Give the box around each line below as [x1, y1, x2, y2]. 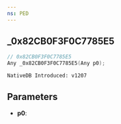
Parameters [7, 90, 58, 103]
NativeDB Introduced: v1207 [7, 73, 88, 79]
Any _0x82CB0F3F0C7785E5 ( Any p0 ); [7, 60, 106, 67]
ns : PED [7, 10, 29, 17]
